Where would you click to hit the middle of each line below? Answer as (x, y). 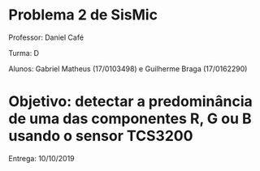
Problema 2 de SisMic (83, 15)
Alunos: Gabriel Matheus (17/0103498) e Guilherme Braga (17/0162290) (128, 68)
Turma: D (24, 53)
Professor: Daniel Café (46, 37)
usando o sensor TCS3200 (101, 136)
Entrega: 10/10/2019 (41, 158)
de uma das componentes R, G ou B (130, 119)
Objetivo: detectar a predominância (131, 102)
